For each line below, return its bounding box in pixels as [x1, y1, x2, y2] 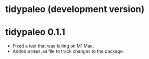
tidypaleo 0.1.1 [5, 26, 65, 38]
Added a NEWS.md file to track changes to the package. [12, 48, 124, 54]
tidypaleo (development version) [5, 3, 144, 15]
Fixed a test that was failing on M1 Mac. [12, 43, 94, 49]
